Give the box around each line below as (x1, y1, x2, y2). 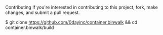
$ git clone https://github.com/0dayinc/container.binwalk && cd (5, 19, 138, 25)
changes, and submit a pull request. (5, 9, 80, 15)
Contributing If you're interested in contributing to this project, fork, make (5, 4, 158, 10)
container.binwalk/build (5, 24, 54, 30)
